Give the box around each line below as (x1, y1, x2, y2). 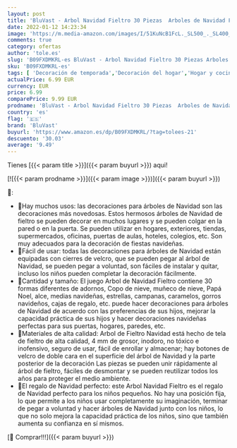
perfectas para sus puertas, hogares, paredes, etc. (17, 322, 166, 330)
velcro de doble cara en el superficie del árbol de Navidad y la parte (17, 352, 216, 361)
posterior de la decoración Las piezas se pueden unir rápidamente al (17, 359, 217, 368)
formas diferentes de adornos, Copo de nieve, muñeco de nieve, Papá (17, 284, 222, 293)
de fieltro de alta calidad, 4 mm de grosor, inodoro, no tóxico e (17, 337, 200, 346)
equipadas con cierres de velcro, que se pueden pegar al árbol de (17, 255, 210, 263)
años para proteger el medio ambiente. (17, 375, 131, 383)
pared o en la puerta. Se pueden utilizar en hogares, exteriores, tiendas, (17, 224, 227, 233)
